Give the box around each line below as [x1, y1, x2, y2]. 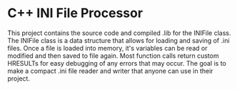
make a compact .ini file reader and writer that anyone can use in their [7, 66, 213, 75]
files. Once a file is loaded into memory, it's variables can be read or [7, 44, 208, 52]
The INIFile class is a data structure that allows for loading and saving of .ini [7, 36, 230, 44]
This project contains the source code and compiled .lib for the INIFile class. [7, 29, 231, 37]
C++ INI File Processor [7, 5, 143, 21]
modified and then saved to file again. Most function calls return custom [7, 51, 219, 60]
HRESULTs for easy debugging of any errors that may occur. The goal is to [7, 59, 227, 67]
